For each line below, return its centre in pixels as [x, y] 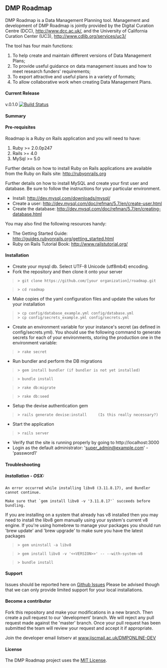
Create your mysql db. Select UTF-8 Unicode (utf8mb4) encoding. [81, 267]
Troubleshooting [23, 464]
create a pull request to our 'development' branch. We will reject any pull [80, 617]
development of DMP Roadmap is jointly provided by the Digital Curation [80, 25]
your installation [29, 304]
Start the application [33, 424]
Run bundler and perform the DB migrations [57, 361]
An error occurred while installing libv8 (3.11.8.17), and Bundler [78, 488]
